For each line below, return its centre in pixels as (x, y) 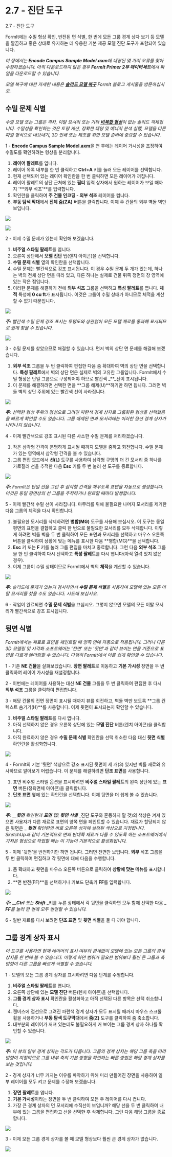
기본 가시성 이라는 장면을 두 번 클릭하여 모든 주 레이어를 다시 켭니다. (80, 1099)
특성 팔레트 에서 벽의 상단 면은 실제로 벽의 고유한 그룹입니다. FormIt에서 (90, 372)
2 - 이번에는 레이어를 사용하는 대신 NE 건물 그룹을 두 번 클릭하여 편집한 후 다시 (83, 683)
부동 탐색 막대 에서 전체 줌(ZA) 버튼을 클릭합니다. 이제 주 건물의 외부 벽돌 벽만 (89, 202)
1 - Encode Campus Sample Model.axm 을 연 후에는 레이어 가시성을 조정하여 (84, 146)
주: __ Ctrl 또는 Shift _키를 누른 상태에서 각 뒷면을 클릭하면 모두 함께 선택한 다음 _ (86, 902)
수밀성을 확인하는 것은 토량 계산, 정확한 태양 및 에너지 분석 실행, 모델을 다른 (91, 128)
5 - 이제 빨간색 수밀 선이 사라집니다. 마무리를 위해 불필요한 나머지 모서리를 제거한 (86, 504)
